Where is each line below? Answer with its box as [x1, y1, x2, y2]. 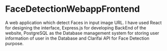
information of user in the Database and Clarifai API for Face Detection [5, 35, 150, 41]
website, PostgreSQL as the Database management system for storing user [5, 30, 160, 36]
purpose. [5, 40, 24, 46]
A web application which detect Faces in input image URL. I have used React [5, 20, 162, 25]
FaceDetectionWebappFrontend [5, 3, 140, 15]
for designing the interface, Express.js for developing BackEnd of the [5, 25, 147, 30]
